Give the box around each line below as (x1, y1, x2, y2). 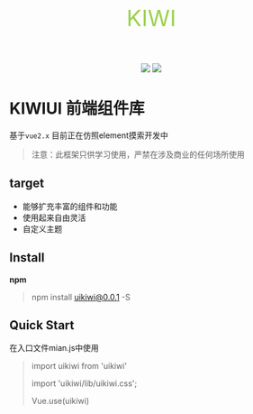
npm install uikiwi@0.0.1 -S (31, 291, 131, 302)
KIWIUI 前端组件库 (9, 98, 145, 119)
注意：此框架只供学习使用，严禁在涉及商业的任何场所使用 (31, 149, 245, 160)
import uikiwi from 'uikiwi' (31, 361, 128, 372)
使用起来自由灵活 (22, 212, 86, 223)
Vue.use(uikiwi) (31, 396, 90, 407)
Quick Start (9, 317, 75, 333)
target (9, 176, 45, 191)
